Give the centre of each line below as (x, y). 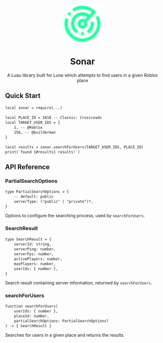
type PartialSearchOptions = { (37, 192)
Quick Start (23, 96)
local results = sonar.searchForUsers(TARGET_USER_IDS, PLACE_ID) (74, 147)
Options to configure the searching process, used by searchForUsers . (75, 216)
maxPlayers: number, (35, 264)
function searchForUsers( (31, 306)
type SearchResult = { (28, 239)
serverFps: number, (34, 254)
